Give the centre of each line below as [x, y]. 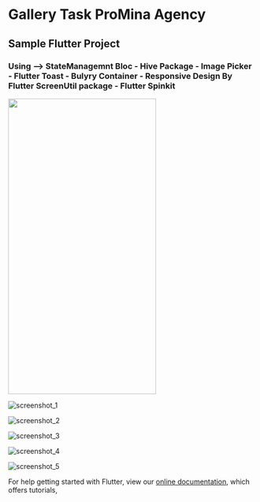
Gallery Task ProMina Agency [107, 15]
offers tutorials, [33, 489]
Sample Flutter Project [64, 44]
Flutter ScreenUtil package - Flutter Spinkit [92, 86]
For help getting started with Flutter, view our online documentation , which [129, 482]
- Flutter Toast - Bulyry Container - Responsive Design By [120, 76]
